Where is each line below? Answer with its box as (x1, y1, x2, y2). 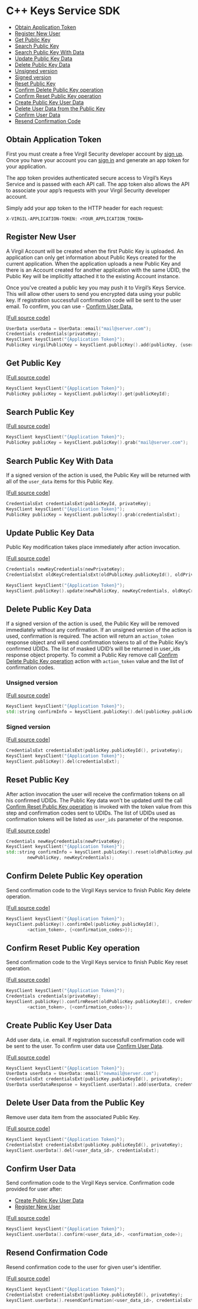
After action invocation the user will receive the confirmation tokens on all (6, 790, 185, 797)
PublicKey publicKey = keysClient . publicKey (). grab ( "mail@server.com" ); (6, 440, 189, 446)
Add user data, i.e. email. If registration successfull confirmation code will (6, 1036, 184, 1043)
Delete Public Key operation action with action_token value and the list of (6, 657, 184, 664)
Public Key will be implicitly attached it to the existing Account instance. (6, 272, 180, 279)
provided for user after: (6, 1186, 63, 1193)
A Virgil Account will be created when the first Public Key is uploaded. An (6, 248, 184, 255)
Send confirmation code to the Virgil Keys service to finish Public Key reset (6, 959, 188, 966)
